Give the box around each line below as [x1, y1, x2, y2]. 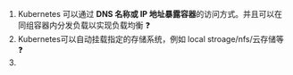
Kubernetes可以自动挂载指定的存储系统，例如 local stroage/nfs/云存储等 [17, 34, 284, 44]
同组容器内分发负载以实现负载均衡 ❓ [17, 20, 150, 30]
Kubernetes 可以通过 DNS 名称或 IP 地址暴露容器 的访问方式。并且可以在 [17, 9, 283, 19]
